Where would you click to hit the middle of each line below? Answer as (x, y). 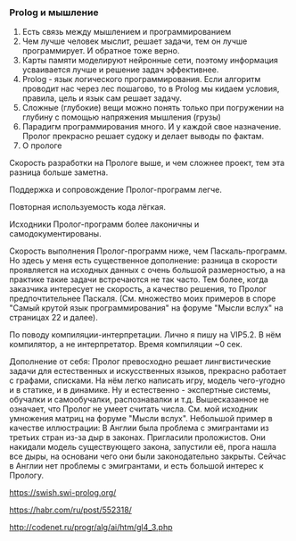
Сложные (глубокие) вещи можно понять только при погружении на (153, 108)
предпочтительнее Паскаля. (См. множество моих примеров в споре (143, 299)
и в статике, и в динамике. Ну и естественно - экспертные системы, (140, 390)
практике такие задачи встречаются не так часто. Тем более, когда (139, 279)
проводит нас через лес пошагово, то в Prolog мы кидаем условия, (151, 89)
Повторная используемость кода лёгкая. (88, 207)
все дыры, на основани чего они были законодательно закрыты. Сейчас (148, 456)
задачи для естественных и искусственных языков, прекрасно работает (148, 371)
